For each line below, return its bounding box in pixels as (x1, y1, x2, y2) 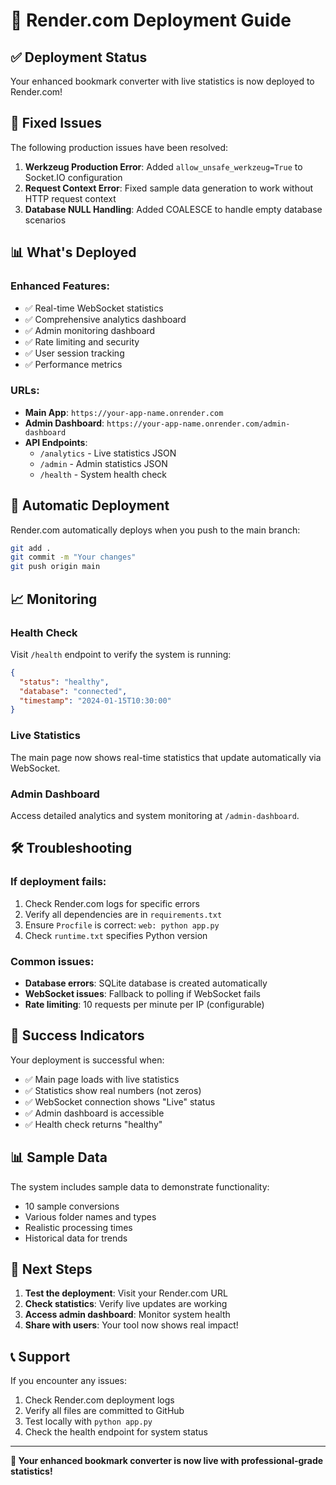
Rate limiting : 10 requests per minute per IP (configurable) (24, 998, 265, 1010)
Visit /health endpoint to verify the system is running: (10, 648, 232, 660)
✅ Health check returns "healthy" (24, 1118, 163, 1130)
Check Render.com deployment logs (24, 1394, 175, 1406)
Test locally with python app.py (24, 1415, 153, 1428)
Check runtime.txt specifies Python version (24, 929, 208, 941)
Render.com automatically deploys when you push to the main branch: (10, 524, 301, 536)
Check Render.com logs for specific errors (24, 897, 200, 909)
